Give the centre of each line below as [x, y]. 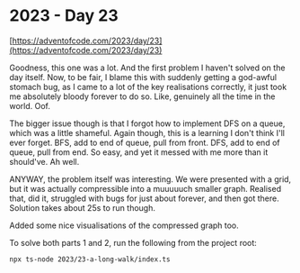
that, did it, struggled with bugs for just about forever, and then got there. [145, 198]
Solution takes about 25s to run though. [82, 207]
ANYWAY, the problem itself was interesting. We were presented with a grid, [150, 179]
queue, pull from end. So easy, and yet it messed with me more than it [139, 152]
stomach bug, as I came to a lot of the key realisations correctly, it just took [148, 86]
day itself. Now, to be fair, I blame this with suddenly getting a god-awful [143, 77]
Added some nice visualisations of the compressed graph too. [124, 225]
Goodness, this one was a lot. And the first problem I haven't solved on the [147, 68]
